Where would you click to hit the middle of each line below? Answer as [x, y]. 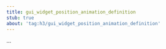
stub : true [20, 18]
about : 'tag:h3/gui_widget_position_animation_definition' [84, 23]
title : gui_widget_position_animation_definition [71, 12]
